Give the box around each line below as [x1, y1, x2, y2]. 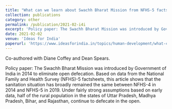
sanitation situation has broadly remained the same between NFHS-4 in [5, 81, 156, 87]
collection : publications [5, 12, 60, 17]
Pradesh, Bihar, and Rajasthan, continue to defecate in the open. [5, 98, 141, 104]
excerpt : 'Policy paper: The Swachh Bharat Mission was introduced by [5, 27, 159, 32]
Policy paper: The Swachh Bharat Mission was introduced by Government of [5, 65, 166, 71]
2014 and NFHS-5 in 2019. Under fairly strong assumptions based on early [5, 87, 163, 93]
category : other [5, 17, 40, 22]
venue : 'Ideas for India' [5, 37, 60, 42]
